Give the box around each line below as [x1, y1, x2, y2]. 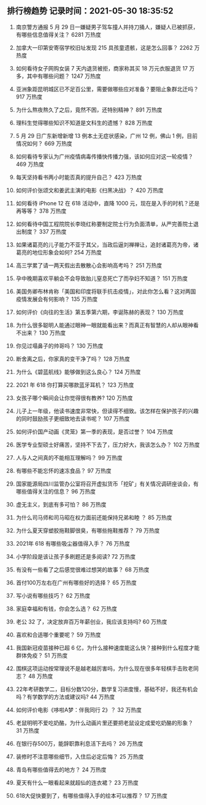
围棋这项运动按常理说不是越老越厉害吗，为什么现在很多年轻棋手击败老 [15, 665, 194, 672]
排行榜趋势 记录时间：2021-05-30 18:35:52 [7, 6, 174, 17]
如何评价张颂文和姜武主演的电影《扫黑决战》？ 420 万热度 [15, 186, 164, 194]
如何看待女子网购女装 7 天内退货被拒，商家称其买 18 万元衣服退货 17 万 [15, 64, 195, 72]
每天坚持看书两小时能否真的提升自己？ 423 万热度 [15, 174, 142, 181]
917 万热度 [15, 93, 43, 100]
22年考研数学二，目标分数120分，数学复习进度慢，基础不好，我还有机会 [15, 685, 198, 693]
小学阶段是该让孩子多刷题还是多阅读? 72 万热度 [15, 552, 136, 560]
